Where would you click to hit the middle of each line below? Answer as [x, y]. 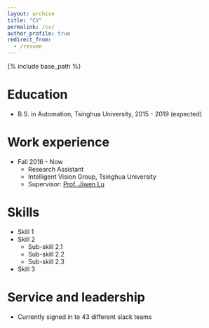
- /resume [28, 46]
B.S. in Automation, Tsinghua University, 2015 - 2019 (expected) [109, 114]
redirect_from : [29, 40]
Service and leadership [76, 297]
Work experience [59, 143]
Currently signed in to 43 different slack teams [85, 317]
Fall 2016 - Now [40, 161]
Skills [23, 213]
